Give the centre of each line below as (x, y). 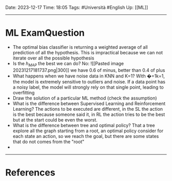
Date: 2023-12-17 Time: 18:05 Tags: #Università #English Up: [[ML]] (77, 7)
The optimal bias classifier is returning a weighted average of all (80, 47)
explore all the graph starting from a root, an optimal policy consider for (88, 131)
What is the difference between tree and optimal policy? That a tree (84, 125)
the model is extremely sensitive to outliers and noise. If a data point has (89, 82)
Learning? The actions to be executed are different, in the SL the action (88, 109)
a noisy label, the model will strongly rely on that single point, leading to (88, 87)
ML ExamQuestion (45, 33)
